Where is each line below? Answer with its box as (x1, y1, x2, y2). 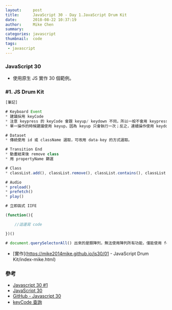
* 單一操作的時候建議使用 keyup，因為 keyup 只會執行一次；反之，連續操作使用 (5, 123, 155, 129)
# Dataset (5, 133, 27, 138)
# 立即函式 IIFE (5, 204, 37, 209)
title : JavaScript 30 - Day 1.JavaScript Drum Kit (5, 12, 127, 17)
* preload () (5, 185, 31, 190)
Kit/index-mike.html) (12, 256, 56, 262)
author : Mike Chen (5, 22, 54, 27)
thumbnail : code (5, 37, 42, 42)
